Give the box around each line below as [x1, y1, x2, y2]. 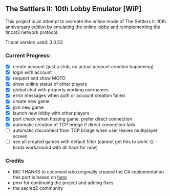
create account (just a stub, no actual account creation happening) [12, 64, 154, 70]
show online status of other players [12, 81, 88, 87]
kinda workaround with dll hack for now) [12, 144, 98, 150]
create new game [12, 98, 50, 105]
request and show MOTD [12, 75, 66, 82]
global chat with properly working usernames [12, 87, 109, 93]
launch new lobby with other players [12, 110, 90, 116]
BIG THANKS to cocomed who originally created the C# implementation [12, 169, 164, 175]
